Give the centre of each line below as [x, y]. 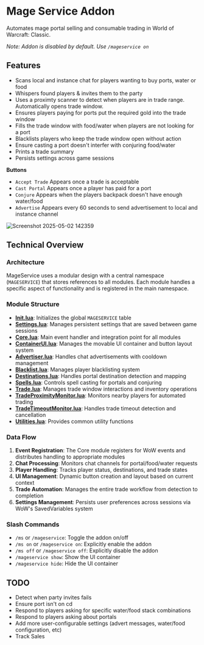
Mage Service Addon [61, 11]
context [25, 483]
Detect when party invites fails [53, 597]
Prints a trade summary [44, 151]
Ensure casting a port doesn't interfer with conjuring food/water [95, 145]
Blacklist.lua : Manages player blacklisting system [77, 369]
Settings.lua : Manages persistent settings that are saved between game [106, 324]
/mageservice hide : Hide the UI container [67, 564]
